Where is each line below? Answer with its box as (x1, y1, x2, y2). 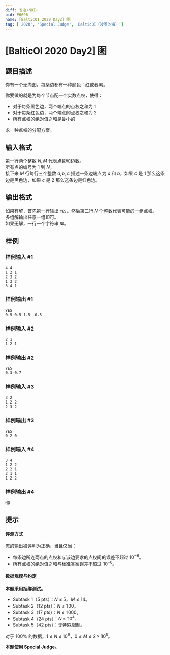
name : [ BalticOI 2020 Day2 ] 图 (5, 17, 71, 22)
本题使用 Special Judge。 (5, 644, 59, 650)
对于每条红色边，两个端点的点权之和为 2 (12, 110, 97, 116)
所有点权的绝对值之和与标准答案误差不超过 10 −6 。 (12, 560, 117, 567)
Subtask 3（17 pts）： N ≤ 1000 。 (12, 609, 81, 615)
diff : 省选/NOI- (5, 7, 38, 13)
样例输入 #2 (5, 325, 35, 332)
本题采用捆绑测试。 (5, 585, 46, 592)
